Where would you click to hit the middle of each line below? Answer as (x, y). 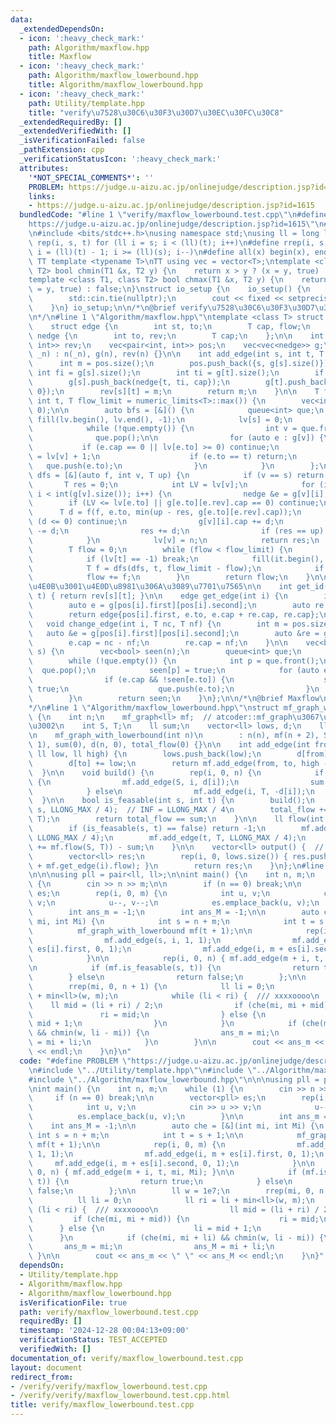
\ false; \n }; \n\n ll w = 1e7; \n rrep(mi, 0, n (176, 1191)
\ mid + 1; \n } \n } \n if (163, 1024)
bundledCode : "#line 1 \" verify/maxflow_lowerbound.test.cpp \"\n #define (174, 215)
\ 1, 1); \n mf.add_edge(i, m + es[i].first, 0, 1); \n (176, 1154)
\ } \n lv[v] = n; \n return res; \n (174, 540)
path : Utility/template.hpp (86, 103)
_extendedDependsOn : (62, 29)
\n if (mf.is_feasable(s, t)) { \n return (174, 968)
